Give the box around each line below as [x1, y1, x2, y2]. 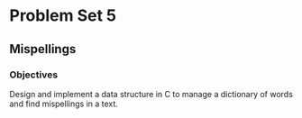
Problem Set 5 [9, 5, 117, 26]
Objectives [9, 68, 59, 81]
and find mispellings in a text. [9, 98, 119, 109]
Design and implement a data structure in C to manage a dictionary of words [9, 88, 293, 99]
